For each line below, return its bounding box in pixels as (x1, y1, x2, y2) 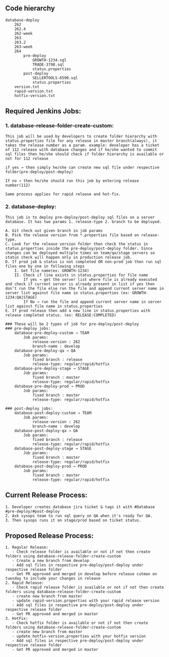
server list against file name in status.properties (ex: (5, 290, 130, 295)
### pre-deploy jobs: (5, 326, 51, 331)
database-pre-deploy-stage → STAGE (14, 366, 90, 371)
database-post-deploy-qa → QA (14, 428, 78, 433)
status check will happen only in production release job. (5, 255, 133, 260)
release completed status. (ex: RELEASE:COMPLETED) (5, 312, 116, 318)
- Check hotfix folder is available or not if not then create (12, 620, 148, 625)
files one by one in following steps (5, 264, 85, 269)
